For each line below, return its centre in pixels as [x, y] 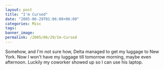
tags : [11, 28]
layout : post [19, 10]
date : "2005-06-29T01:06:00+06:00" [42, 19]
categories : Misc [23, 24]
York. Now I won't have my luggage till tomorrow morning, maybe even [78, 57]
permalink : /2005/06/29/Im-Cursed [41, 38]
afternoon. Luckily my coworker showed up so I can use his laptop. [74, 62]
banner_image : [20, 33]
